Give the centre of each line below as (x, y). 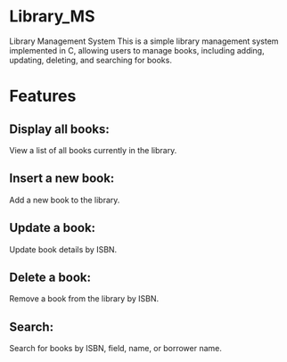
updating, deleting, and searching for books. (90, 60)
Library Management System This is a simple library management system (144, 41)
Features (43, 96)
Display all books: (59, 129)
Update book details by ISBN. (63, 249)
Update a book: (53, 228)
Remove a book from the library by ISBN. (84, 299)
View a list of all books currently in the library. (93, 150)
